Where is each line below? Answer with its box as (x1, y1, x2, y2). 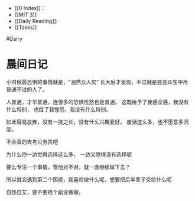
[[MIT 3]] (14, 11, 37, 18)
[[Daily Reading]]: (14, 18, 58, 24)
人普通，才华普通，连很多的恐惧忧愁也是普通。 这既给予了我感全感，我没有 (6, 98, 189, 105)
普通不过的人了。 (6, 86, 48, 93)
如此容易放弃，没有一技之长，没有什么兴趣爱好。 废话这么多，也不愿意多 (6, 118, 184, 125)
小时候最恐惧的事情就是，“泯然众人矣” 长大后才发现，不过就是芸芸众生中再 (6, 78, 188, 85)
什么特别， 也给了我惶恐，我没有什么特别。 (6, 105, 111, 113)
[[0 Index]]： (14, 5, 46, 11)
